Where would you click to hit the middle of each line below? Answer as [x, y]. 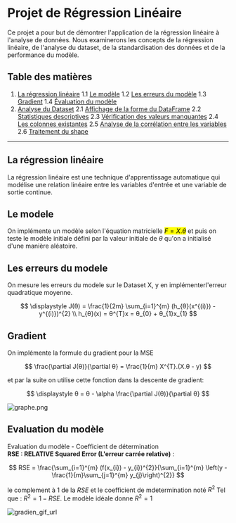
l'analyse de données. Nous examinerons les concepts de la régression [111, 39]
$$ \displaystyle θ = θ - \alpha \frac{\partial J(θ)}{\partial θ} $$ [118, 393]
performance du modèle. [43, 55]
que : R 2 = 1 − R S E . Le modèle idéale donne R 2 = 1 [80, 498]
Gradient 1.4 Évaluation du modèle [67, 101]
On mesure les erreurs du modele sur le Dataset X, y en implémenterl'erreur [117, 285]
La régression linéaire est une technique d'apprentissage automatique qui [114, 177]
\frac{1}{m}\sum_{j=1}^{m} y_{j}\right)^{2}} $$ [118, 475]
